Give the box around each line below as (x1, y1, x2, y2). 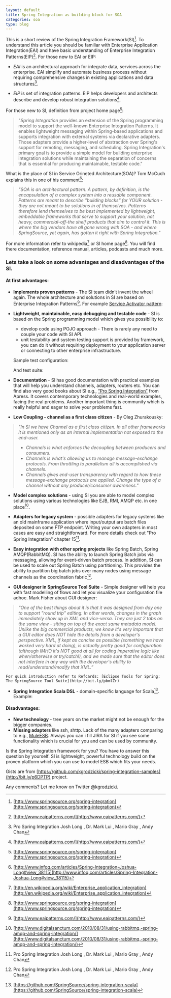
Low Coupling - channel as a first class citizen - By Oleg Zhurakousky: (13, 413, 163, 420)
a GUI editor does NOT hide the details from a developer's (18, 631, 140, 637)
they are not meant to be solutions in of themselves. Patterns (18, 203, 146, 209)
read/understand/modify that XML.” (18, 664, 93, 670)
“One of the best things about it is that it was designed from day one (18, 604, 162, 611)
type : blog (6, 21, 29, 27)
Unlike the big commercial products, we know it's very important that (18, 626, 163, 632)
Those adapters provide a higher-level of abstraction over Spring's (18, 138, 158, 145)
